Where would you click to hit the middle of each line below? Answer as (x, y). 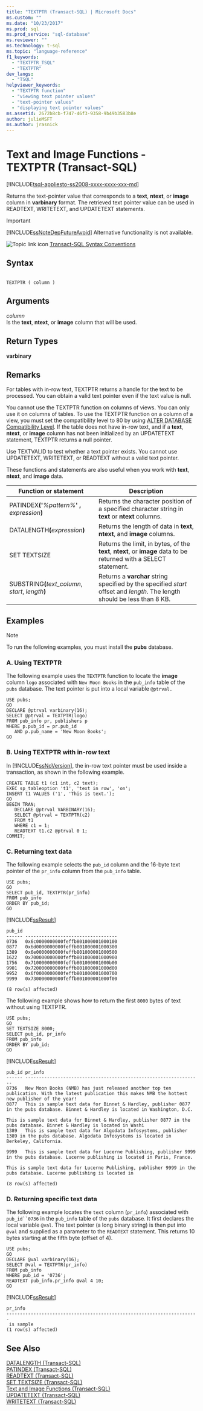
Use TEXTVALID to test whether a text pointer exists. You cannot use (92, 452)
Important (18, 221)
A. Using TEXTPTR (34, 663)
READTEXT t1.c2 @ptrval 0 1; (51, 831)
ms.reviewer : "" (27, 40)
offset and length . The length (140, 592)
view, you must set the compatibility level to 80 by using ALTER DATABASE (99, 421)
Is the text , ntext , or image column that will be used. (72, 322)
